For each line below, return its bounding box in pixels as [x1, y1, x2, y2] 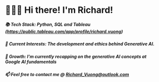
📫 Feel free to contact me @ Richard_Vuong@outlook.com [5, 71, 129, 77]
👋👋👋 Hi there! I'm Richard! [5, 4, 113, 16]
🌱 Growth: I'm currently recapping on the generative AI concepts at [5, 53, 147, 59]
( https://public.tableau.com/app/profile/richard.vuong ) [5, 28, 123, 34]
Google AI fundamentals [5, 59, 57, 65]
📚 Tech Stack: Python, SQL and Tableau [5, 21, 91, 27]
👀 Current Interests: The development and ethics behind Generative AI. [5, 41, 155, 47]
